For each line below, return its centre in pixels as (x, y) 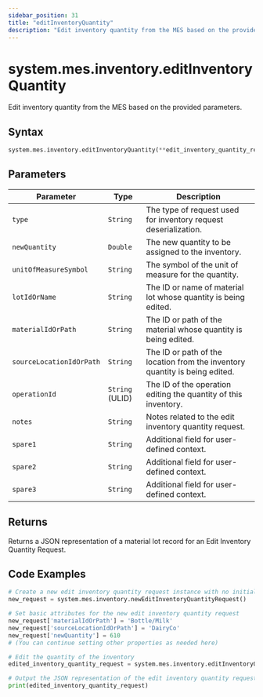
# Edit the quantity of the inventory (71, 657)
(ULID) (121, 398)
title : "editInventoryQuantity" (61, 23)
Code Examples (47, 574)
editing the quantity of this (194, 394)
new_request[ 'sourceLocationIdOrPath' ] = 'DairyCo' (94, 628)
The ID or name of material (195, 287)
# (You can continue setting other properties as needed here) (113, 643)
